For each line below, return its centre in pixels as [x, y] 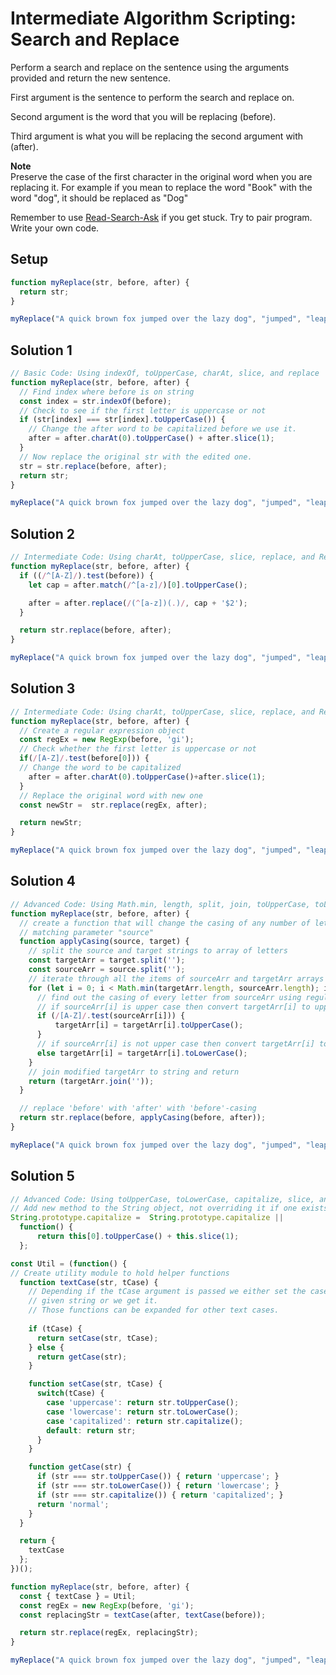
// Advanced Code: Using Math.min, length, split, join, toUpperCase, [160, 904]
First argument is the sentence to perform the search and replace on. [152, 97]
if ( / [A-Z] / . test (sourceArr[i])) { [111, 1016]
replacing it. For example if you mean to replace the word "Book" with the [161, 187]
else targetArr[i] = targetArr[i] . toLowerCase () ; [142, 1053]
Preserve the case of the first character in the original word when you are [161, 176]
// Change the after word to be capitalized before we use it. [163, 429]
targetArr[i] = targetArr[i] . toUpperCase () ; [149, 1025]
